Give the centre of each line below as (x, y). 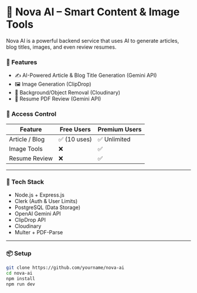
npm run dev (21, 284)
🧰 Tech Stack (25, 182)
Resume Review (31, 158)
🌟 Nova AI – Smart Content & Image (93, 12)
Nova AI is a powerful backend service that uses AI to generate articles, (93, 41)
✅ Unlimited (114, 139)
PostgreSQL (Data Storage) (47, 207)
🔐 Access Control (31, 114)
